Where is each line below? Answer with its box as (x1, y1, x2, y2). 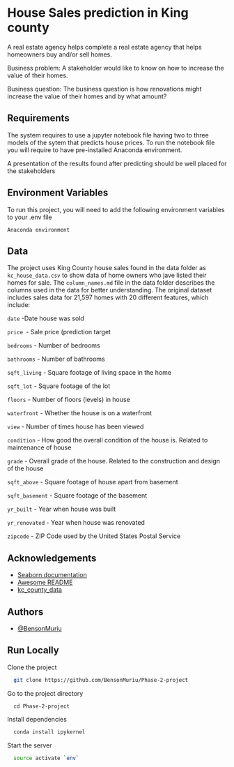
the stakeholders (7, 166, 56, 175)
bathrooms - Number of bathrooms (7, 355, 106, 364)
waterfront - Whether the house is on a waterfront (7, 409, 152, 417)
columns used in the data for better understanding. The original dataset (7, 286, 212, 295)
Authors (7, 606, 44, 618)
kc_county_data (17, 586, 63, 594)
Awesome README (17, 578, 73, 587)
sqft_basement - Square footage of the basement (7, 491, 148, 500)
